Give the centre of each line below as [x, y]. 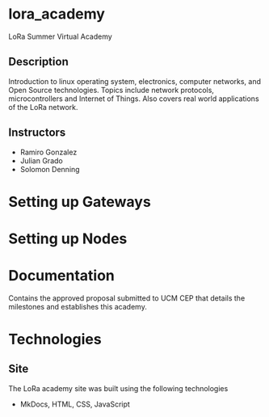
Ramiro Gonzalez [48, 152]
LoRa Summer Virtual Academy [61, 36]
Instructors [37, 133]
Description [38, 62]
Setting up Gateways [80, 202]
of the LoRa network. [43, 107]
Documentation [62, 276]
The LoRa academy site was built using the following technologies [118, 388]
